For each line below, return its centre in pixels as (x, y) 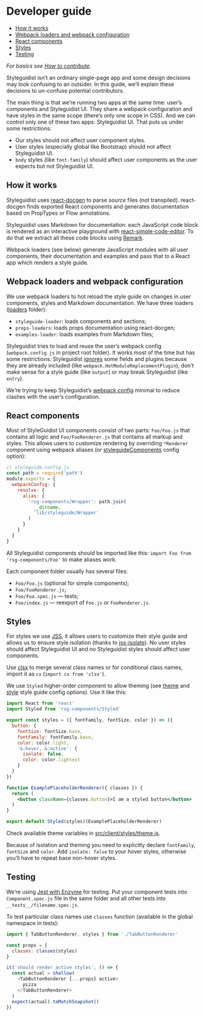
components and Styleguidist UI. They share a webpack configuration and (100, 109)
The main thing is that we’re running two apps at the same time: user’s (94, 102)
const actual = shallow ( (43, 973)
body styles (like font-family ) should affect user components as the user (106, 159)
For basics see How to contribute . (49, 66)
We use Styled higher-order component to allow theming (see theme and (98, 686)
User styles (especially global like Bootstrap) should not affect (93, 146)
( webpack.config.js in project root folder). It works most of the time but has (101, 352)
